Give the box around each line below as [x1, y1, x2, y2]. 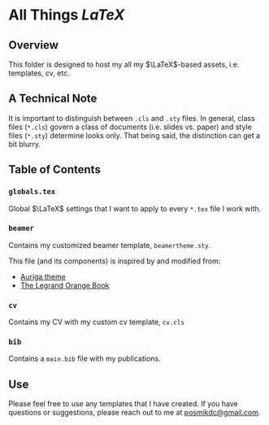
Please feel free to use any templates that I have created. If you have [8, 399, 238, 409]
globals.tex [8, 187, 56, 197]
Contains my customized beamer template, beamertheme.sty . [8, 240, 211, 249]
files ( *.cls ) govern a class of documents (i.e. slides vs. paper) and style [8, 122, 252, 132]
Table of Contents [8, 163, 102, 176]
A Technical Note [8, 92, 98, 106]
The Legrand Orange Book [20, 280, 110, 290]
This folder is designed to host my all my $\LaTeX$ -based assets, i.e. [8, 59, 240, 69]
